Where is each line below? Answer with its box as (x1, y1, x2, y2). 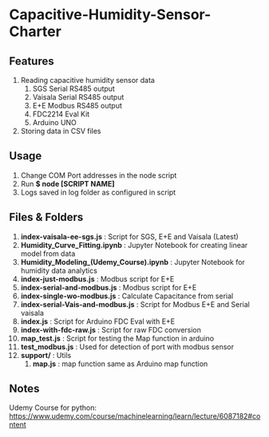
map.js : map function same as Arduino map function (32, 359, 208, 368)
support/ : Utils (20, 350, 72, 360)
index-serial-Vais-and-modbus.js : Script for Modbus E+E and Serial (20, 299, 250, 309)
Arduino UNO (32, 118, 77, 127)
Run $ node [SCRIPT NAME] (20, 179, 115, 188)
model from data (20, 249, 76, 258)
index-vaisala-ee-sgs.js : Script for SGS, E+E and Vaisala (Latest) (20, 231, 239, 241)
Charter (9, 22, 62, 41)
